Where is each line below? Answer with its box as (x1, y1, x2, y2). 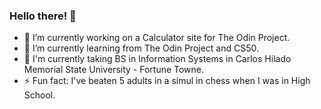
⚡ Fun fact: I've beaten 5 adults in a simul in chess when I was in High (23, 75, 311, 87)
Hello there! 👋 (9, 9, 77, 23)
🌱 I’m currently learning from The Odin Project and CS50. (23, 42, 260, 54)
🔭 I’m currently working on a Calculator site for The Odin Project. (23, 32, 291, 44)
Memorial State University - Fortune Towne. (23, 64, 205, 76)
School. (23, 89, 56, 101)
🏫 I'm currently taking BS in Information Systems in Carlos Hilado (23, 53, 292, 65)
